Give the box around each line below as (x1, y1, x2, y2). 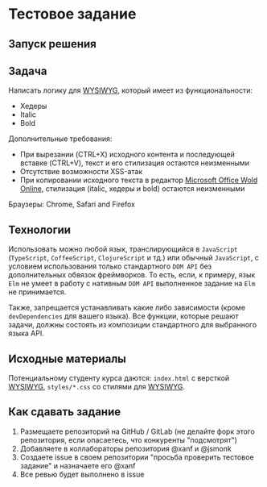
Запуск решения (8, 37, 97, 51)
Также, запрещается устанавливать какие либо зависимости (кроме (8, 303, 246, 313)
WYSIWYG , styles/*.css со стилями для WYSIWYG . (8, 382, 185, 392)
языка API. (8, 328, 44, 339)
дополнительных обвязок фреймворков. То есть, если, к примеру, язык (8, 270, 256, 280)
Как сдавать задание (8, 405, 121, 419)
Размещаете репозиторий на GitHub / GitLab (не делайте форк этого (19, 427, 255, 436)
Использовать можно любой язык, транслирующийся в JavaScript (8, 244, 238, 254)
